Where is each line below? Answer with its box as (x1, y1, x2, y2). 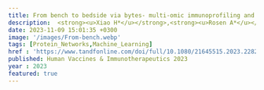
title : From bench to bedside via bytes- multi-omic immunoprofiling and (8, 11, 255, 20)
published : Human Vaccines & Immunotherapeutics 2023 (8, 56, 189, 63)
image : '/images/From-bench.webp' (8, 33, 122, 41)
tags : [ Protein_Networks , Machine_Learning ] (8, 41, 153, 49)
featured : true (8, 70, 58, 77)
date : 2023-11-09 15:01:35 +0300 (8, 26, 118, 34)
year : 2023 (8, 63, 47, 70)
